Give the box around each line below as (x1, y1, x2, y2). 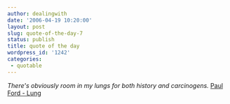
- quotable (10, 62, 42, 69)
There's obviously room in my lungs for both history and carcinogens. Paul (7, 81, 223, 89)
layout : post (7, 23, 46, 30)
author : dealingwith (7, 10, 68, 17)
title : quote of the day (7, 43, 80, 50)
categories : (7, 56, 42, 63)
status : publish (7, 36, 55, 43)
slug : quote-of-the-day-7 (7, 29, 83, 37)
